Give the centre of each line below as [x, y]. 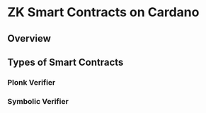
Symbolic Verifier [38, 101]
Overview [29, 38]
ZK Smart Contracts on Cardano [103, 12]
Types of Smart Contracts [65, 62]
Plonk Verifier [32, 82]
